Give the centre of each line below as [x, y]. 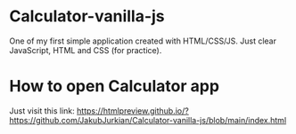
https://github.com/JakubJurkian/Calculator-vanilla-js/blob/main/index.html [148, 120]
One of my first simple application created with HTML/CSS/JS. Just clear [143, 41]
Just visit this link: [42, 110]
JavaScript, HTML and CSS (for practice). [86, 50]
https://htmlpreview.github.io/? [133, 110]
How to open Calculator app [115, 87]
